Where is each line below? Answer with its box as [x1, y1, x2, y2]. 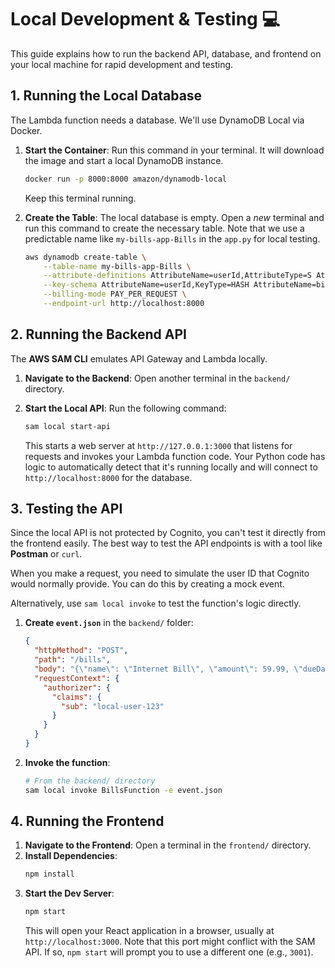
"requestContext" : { [34, 673, 120, 683]
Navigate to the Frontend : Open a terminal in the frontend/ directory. [24, 839, 312, 851]
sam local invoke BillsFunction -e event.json [24, 785, 223, 795]
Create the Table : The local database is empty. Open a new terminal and [24, 211, 325, 223]
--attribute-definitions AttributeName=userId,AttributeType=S [43, 271, 312, 281]
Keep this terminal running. [24, 192, 137, 204]
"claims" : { [51, 692, 102, 702]
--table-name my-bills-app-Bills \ [43, 261, 192, 271]
